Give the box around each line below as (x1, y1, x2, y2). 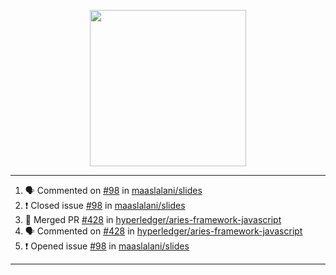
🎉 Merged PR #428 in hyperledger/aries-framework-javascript (24, 214, 282, 225)
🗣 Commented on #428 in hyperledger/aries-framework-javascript (24, 225, 303, 237)
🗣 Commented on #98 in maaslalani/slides (24, 185, 203, 196)
